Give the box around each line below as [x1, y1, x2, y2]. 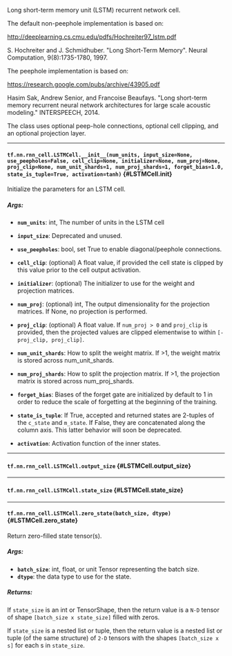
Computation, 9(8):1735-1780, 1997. [7, 53, 108, 62]
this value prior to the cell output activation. [17, 266, 142, 274]
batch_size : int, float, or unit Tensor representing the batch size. [17, 565, 200, 573]
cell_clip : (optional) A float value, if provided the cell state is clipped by [17, 259, 224, 267]
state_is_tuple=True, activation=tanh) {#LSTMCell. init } [7, 170, 173, 178]
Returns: [7, 588, 33, 596]
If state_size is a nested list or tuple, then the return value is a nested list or [7, 626, 223, 635]
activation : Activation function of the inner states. [17, 439, 161, 448]
